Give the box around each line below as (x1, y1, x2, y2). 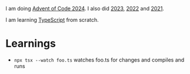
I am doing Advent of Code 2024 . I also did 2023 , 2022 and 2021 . (5, 5, 164, 12)
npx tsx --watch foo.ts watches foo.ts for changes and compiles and (14, 56, 185, 63)
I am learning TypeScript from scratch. (5, 16, 99, 23)
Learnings (5, 37, 56, 51)
